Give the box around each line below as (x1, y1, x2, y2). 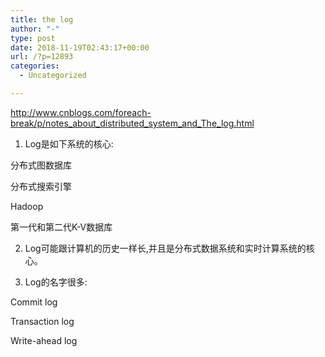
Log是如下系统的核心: (24, 137, 114, 150)
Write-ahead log (10, 334, 78, 346)
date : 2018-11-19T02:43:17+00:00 (10, 42, 150, 53)
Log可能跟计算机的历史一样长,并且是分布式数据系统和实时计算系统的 (24, 242, 307, 254)
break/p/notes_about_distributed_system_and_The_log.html (10, 117, 255, 129)
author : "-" (10, 24, 60, 34)
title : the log (10, 14, 74, 25)
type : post (10, 33, 56, 43)
